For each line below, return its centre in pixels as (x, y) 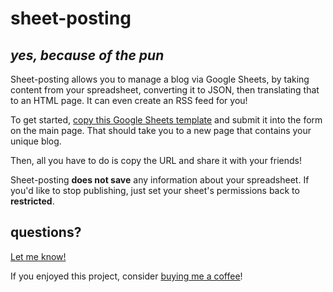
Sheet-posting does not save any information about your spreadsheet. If (160, 180)
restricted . (32, 201)
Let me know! (38, 256)
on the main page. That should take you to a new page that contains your (161, 130)
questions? (46, 232)
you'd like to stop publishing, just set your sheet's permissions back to (155, 190)
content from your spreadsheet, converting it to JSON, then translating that (165, 90)
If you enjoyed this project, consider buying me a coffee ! (126, 276)
